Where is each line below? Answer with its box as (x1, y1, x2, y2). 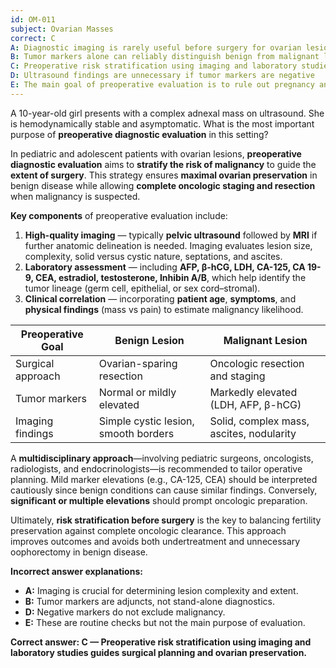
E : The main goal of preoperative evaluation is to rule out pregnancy (10, 80, 315, 90)
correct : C (10, 33, 56, 43)
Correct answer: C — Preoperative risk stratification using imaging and (10, 636, 312, 648)
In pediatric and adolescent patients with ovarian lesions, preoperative (10, 147, 302, 160)
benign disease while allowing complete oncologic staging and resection (10, 179, 316, 191)
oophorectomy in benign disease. (10, 546, 148, 558)
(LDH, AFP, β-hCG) (209, 397, 302, 411)
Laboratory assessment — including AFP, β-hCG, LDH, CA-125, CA (24, 261, 306, 273)
